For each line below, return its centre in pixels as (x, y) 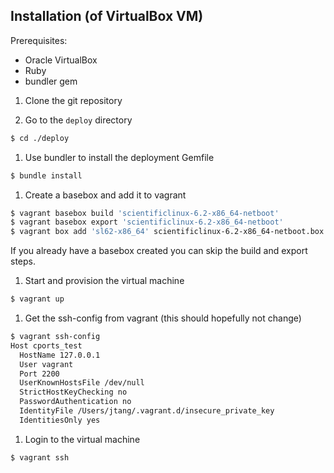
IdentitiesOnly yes (60, 420)
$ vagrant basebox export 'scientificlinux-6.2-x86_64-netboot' (147, 222)
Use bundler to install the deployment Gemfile (119, 157)
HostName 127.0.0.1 (60, 355)
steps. (23, 261)
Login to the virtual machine (82, 439)
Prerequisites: (39, 40)
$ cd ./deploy (40, 138)
